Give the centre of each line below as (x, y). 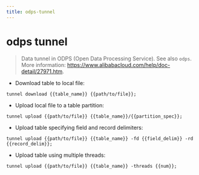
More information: (44, 65)
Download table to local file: (50, 83)
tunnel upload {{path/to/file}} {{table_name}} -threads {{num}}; (92, 166)
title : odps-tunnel (31, 12)
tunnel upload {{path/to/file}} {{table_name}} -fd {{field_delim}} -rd (100, 138)
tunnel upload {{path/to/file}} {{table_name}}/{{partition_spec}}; (94, 116)
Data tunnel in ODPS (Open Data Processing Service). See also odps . (106, 59)
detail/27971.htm (42, 71)
